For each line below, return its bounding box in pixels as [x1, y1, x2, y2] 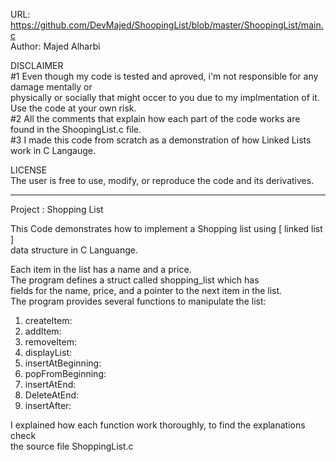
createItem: [24, 315, 73, 326]
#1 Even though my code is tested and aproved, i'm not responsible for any [10, 70, 319, 82]
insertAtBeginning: [24, 357, 102, 369]
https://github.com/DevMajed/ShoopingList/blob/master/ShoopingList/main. [10, 19, 324, 31]
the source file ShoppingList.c [10, 440, 134, 452]
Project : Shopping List [10, 204, 104, 215]
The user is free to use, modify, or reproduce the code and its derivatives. [10, 175, 315, 186]
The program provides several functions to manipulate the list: [10, 295, 267, 307]
